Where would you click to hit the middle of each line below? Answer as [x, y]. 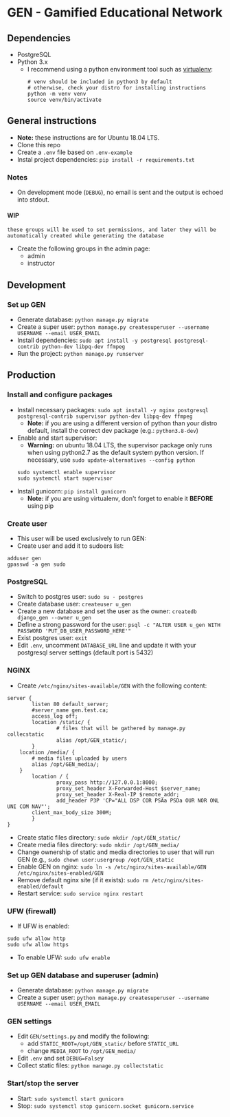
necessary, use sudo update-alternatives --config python [111, 460]
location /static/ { [61, 722]
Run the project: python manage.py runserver [80, 353]
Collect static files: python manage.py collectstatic [90, 1065]
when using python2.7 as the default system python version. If [116, 452]
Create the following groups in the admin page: [83, 248]
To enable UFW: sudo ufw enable [64, 957]
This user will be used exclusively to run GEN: [82, 538]
